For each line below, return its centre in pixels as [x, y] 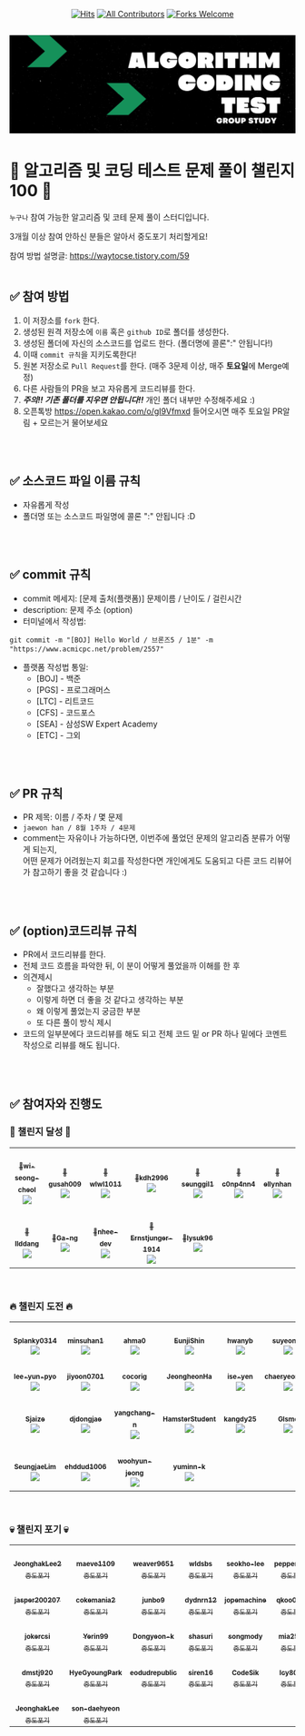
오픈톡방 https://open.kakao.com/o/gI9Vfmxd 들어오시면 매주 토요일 [146, 411]
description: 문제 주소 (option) [78, 609]
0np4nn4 [239, 1184]
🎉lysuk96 [197, 1238]
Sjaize [35, 1419]
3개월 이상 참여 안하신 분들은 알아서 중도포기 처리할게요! [109, 237]
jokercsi [37, 1636]
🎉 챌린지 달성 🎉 [40, 1132]
